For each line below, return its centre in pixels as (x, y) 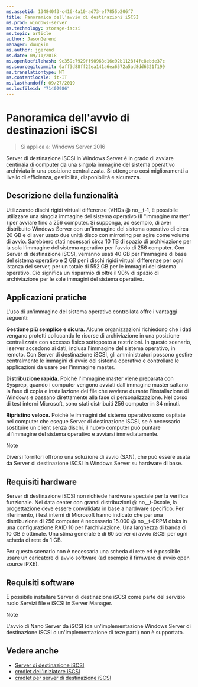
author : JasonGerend (32, 39)
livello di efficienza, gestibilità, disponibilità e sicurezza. (74, 177)
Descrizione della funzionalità (62, 196)
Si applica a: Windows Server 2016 (63, 147)
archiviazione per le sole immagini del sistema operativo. (75, 279)
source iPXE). (23, 564)
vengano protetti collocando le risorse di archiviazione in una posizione (93, 336)
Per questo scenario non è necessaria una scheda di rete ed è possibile (93, 552)
